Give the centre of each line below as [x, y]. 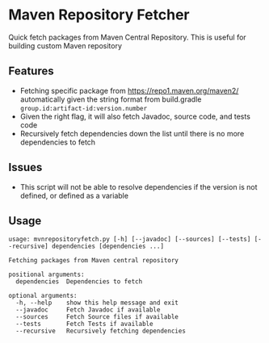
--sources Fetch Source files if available [97, 317]
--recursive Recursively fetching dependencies [101, 331]
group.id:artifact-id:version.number [84, 108]
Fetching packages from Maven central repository [94, 261]
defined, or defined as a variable [74, 195]
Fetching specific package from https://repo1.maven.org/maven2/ [129, 90]
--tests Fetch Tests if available [84, 324]
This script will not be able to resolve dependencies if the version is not [139, 186]
